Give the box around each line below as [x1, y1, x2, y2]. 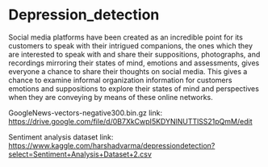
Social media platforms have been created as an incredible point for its [8, 32, 244, 42]
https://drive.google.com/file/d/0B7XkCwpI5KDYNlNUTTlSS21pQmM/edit [8, 116, 253, 126]
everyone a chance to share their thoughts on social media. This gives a [8, 66, 248, 76]
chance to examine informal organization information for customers [8, 75, 232, 85]
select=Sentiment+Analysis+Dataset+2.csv [8, 149, 152, 159]
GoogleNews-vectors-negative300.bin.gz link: [8, 107, 163, 118]
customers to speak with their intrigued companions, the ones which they [8, 40, 253, 50]
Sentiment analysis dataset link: [8, 132, 114, 142]
